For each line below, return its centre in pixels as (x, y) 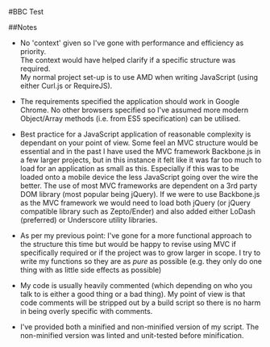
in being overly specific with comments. (86, 311)
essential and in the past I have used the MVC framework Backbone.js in (140, 151)
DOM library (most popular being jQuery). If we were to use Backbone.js (140, 194)
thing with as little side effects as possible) (91, 270)
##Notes (23, 27)
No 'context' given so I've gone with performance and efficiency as (132, 43)
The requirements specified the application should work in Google (130, 101)
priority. (33, 51)
